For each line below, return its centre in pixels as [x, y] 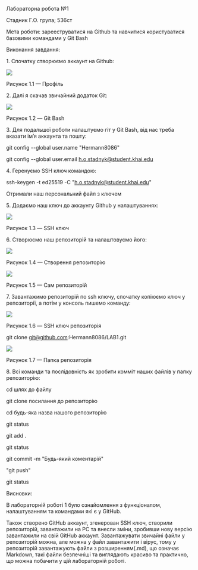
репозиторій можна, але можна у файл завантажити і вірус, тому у [91, 542]
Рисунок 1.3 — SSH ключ [38, 228]
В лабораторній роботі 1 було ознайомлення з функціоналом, [84, 505]
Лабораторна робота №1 [37, 9]
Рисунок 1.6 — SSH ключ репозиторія [54, 326]
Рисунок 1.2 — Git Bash [35, 118]
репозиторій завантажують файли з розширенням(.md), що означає [93, 548]
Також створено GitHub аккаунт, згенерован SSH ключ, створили [89, 523]
